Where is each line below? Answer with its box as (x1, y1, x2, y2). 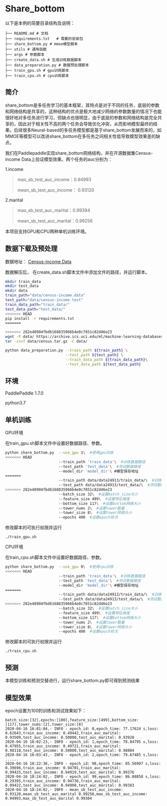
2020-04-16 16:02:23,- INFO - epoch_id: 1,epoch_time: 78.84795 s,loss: (5, 739, 159, 744)
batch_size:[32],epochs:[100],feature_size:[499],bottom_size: (5, 717, 139, 722)
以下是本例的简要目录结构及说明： (5, 20, 75, 26)
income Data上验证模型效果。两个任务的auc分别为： (5, 156, 113, 162)
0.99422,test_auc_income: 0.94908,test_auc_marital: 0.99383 (5, 783, 135, 788)
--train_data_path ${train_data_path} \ (65, 357, 148, 362)
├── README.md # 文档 (5, 31, 49, 36)
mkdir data (5, 288, 28, 294)
